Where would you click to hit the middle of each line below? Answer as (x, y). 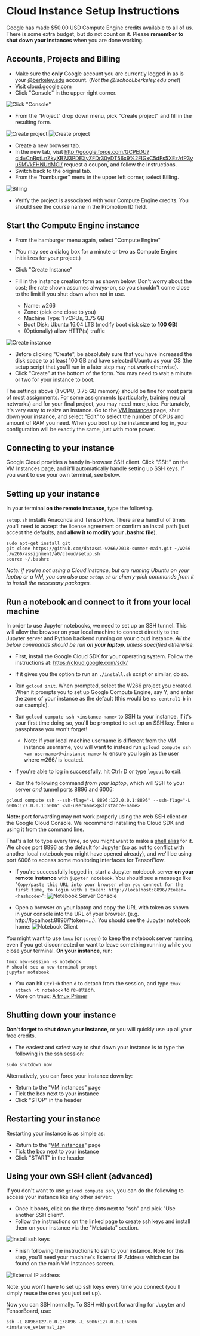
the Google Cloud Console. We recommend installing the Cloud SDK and (95, 823)
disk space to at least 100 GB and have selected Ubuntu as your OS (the (103, 360)
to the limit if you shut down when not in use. (70, 294)
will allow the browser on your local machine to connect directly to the (93, 632)
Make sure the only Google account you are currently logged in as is (99, 74)
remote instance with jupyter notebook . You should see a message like (103, 878)
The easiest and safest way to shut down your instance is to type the (99, 1047)
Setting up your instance (53, 494)
